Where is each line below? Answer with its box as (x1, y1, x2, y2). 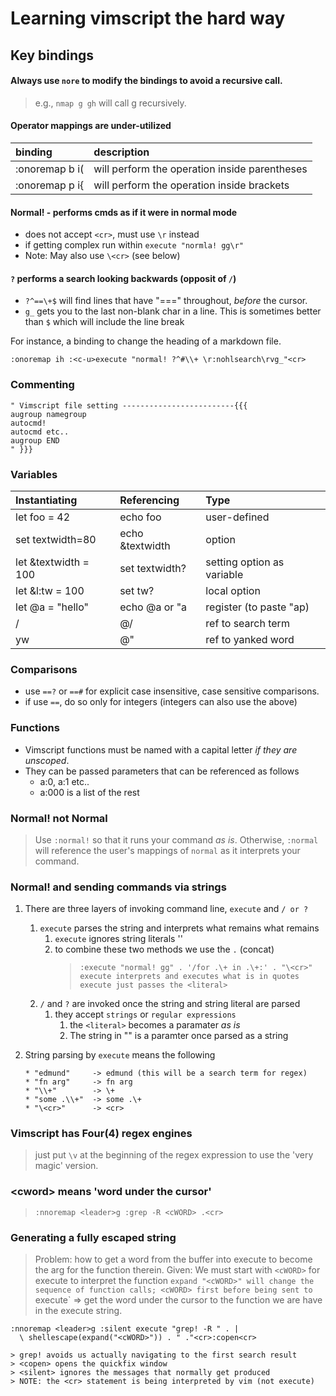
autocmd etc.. (10, 427, 70, 437)
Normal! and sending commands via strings (10, 880, 227, 894)
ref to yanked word (205, 632, 295, 646)
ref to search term (205, 616, 290, 630)
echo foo (119, 510, 162, 524)
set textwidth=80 (15, 532, 97, 546)
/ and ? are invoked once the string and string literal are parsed (39, 998, 301, 1010)
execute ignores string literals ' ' (54, 933, 183, 945)
